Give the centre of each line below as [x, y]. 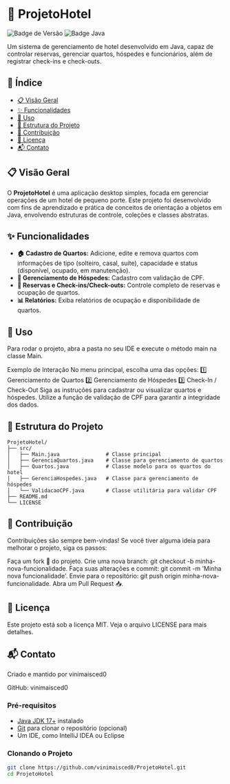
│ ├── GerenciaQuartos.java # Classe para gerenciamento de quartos [115, 460]
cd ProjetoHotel [30, 774]
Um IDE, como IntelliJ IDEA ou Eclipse [71, 735]
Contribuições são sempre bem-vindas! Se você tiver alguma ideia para [109, 540]
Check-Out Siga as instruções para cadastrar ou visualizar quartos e [104, 390]
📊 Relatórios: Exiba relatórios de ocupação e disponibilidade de [108, 300]
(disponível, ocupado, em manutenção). [74, 271]
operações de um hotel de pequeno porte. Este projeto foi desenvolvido [109, 200]
